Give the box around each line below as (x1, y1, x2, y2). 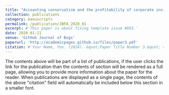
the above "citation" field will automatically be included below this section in (5, 79, 163, 85)
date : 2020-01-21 (5, 30, 42, 35)
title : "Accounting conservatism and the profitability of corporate (5, 7, 154, 12)
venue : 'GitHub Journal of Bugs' (5, 35, 75, 40)
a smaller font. (5, 84, 35, 90)
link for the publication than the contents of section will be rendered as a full (5, 63, 163, 69)
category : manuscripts (5, 16, 53, 21)
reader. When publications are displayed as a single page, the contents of (5, 74, 158, 80)
